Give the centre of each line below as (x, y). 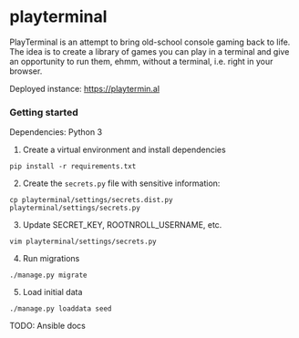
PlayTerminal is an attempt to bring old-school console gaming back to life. (150, 42)
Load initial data (52, 292)
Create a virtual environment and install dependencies (124, 150)
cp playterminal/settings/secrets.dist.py (91, 200)
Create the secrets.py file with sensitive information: (121, 183)
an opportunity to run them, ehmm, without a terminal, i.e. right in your (141, 61)
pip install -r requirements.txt (73, 167)
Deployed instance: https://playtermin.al (85, 88)
